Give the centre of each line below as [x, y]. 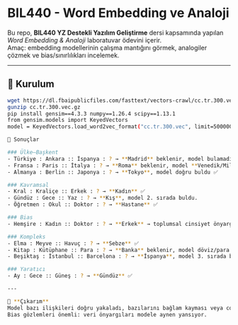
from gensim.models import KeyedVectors [68, 120]
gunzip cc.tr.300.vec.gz [44, 107]
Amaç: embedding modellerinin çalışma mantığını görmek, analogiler [107, 47]
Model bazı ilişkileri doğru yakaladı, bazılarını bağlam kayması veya [115, 308]
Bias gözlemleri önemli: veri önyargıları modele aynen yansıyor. [107, 314]
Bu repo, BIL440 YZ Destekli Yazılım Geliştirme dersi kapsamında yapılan [115, 33]
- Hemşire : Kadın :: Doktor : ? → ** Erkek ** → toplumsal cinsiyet [109, 224]
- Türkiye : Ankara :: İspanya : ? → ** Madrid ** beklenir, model [106, 159]
